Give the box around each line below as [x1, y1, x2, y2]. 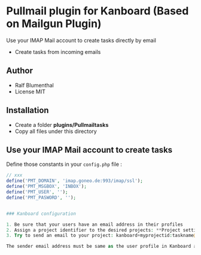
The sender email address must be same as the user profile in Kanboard [6, 244, 191, 250]
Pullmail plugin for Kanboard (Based [6, 4, 189, 18]
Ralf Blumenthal [14, 81, 54, 89]
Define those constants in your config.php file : [6, 160, 123, 168]
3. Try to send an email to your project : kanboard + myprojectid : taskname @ [6, 232, 197, 239]
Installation [6, 105, 49, 116]
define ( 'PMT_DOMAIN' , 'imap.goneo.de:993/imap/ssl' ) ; [6, 178, 144, 184]
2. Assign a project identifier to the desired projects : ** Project [6, 227, 181, 233]
